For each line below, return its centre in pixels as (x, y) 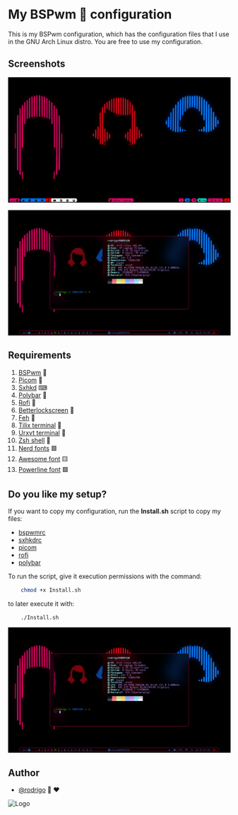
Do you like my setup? (58, 494)
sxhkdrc (30, 540)
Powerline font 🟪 (43, 469)
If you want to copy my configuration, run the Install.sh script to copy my (114, 511)
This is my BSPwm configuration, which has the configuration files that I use (119, 34)
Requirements (40, 355)
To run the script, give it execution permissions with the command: (105, 576)
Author (24, 773)
